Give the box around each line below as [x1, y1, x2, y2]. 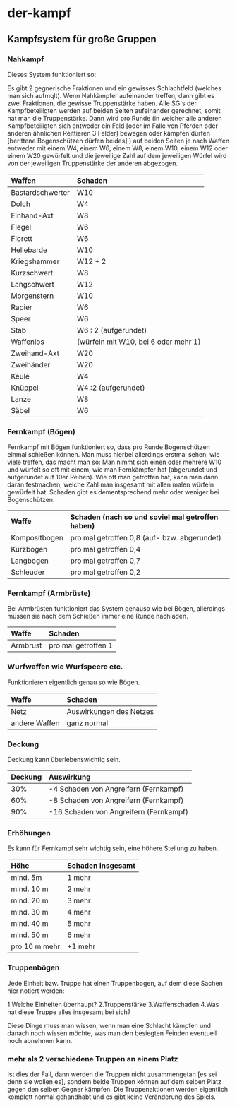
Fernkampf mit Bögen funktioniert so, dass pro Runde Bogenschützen [7, 443, 210, 451]
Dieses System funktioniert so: [7, 70, 97, 78]
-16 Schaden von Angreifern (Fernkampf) [48, 807, 188, 817]
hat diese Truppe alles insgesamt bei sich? [7, 1008, 131, 1016]
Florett [11, 233, 33, 243]
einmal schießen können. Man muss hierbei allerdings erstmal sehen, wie [7, 451, 220, 459]
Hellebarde [11, 245, 48, 255]
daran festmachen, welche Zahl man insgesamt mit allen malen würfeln [7, 480, 214, 489]
